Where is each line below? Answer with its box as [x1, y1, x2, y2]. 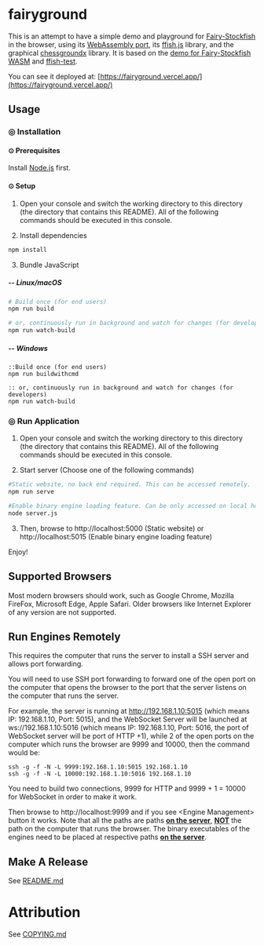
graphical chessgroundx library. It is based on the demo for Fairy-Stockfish [8, 48, 251, 57]
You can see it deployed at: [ [8, 71, 101, 81]
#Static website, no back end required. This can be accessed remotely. [8, 480, 251, 488]
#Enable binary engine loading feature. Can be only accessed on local [8, 502, 247, 510]
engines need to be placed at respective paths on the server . [8, 832, 207, 842]
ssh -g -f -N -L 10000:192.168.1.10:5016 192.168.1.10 [8, 770, 192, 778]
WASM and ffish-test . [8, 57, 78, 66]
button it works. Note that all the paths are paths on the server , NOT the [8, 816, 242, 825]
